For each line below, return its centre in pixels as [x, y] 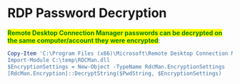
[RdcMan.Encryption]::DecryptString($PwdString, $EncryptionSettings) [115, 73]
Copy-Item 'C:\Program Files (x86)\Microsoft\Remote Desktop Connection [118, 53]
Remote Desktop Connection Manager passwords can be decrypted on [115, 33]
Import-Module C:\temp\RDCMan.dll [59, 60]
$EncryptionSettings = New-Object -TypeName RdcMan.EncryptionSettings [116, 67]
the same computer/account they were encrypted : [84, 40]
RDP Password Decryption [87, 13]
